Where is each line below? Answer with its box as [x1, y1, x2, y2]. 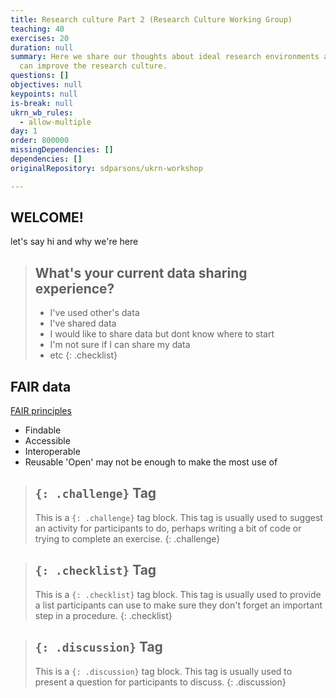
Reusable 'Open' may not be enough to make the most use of [24, 456, 278, 468]
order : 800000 [10, 136, 70, 146]
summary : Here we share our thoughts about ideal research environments [10, 52, 320, 62]
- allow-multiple [19, 117, 92, 127]
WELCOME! [10, 209, 84, 226]
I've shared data [49, 317, 117, 330]
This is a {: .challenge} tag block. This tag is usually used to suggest [34, 511, 323, 523]
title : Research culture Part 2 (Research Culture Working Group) [10, 14, 293, 25]
